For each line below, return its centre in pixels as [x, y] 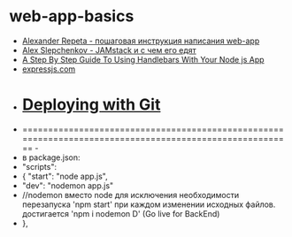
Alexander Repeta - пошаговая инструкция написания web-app [141, 41]
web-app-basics [72, 16]
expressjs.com [49, 69]
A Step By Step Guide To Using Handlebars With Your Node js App [143, 59]
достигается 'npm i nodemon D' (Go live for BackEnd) [121, 213]
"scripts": [39, 166]
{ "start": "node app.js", [65, 176]
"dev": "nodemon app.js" [68, 185]
